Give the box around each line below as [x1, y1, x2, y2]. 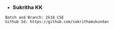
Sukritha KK [12, 4, 43, 11]
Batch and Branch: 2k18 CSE [5, 15, 64, 20]
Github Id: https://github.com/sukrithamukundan [5, 19, 109, 25]
